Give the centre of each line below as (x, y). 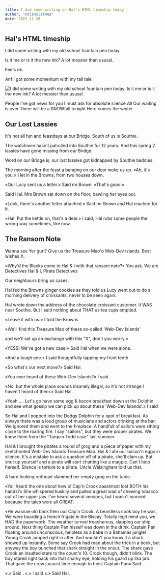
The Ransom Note (33, 239)
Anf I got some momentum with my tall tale (48, 79)
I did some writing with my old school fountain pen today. (63, 51)
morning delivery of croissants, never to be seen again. (61, 295)
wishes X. (15, 256)
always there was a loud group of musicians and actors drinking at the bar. (81, 421)
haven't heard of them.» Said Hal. (39, 391)
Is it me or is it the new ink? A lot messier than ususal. (59, 60)
